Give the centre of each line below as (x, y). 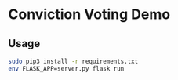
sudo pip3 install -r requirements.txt (73, 61)
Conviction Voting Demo (89, 15)
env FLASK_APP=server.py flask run (66, 68)
